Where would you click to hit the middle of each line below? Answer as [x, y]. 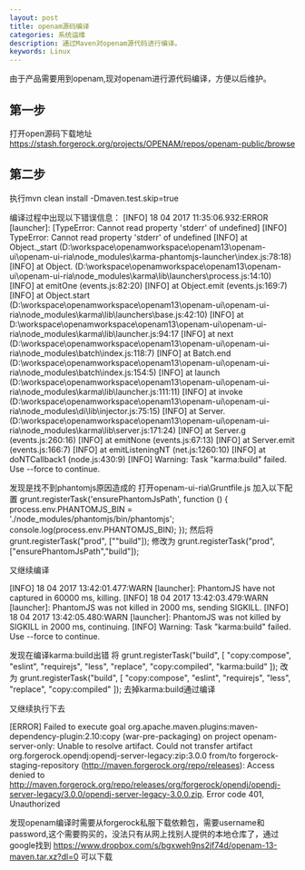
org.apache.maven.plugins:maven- [193, 727]
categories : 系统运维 [48, 35]
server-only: [32, 746]
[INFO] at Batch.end [194, 353]
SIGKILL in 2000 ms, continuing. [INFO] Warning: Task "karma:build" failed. [150, 627]
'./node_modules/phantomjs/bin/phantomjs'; [92, 519]
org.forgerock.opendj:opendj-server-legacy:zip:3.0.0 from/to [123, 756]
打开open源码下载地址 [51, 133]
